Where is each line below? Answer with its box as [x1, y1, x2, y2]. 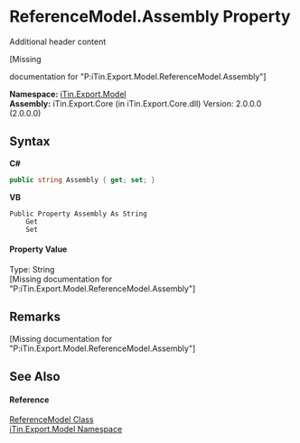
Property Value [9, 244, 68, 254]
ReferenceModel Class [9, 414, 94, 425]
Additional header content [9, 36, 107, 47]
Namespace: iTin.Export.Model [9, 88, 127, 99]
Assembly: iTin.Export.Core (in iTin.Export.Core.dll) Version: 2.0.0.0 [9, 97, 262, 109]
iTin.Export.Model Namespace [9, 424, 123, 435]
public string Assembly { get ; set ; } [9, 175, 155, 184]
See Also [9, 369, 61, 384]
